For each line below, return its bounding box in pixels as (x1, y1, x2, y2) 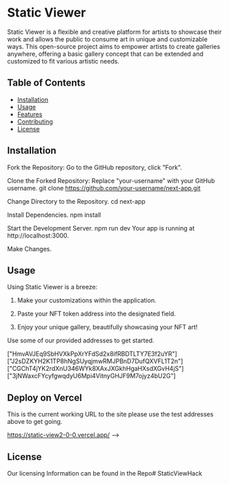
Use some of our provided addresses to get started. (7, 336, 155, 345)
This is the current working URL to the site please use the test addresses (7, 410, 214, 418)
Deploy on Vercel (7, 391, 83, 403)
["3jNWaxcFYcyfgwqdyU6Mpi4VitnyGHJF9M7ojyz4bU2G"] (7, 371, 176, 380)
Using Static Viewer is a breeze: (7, 283, 98, 291)
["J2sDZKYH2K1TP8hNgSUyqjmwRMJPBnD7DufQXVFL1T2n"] (7, 357, 183, 365)
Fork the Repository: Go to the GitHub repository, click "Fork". (7, 163, 183, 171)
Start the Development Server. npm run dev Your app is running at (7, 224, 195, 232)
